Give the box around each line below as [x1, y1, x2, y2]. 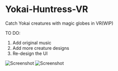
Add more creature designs [12, 45, 69, 51]
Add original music [12, 39, 52, 46]
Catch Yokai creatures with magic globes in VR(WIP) [5, 20, 114, 26]
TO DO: [5, 30, 21, 36]
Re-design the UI [12, 50, 48, 56]
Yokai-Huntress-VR [5, 4, 88, 15]
